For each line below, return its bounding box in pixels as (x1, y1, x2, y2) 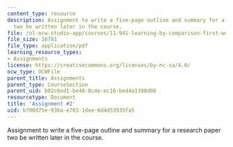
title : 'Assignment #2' (7, 101, 76, 107)
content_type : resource (7, 10, 76, 17)
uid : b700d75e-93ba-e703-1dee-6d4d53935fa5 (7, 107, 135, 114)
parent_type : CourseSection (7, 81, 89, 88)
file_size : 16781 (7, 36, 58, 43)
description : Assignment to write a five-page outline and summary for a (7, 17, 225, 24)
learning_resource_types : (7, 49, 82, 56)
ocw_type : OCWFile (7, 68, 60, 75)
